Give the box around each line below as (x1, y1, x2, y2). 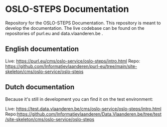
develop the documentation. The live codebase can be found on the (5, 25, 145, 31)
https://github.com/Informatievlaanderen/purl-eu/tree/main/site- (5, 63, 138, 69)
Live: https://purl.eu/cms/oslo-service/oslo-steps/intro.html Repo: (5, 58, 141, 64)
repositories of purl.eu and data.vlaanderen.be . (5, 30, 103, 36)
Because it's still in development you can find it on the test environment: (5, 96, 154, 102)
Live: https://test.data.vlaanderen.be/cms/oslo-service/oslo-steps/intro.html (5, 106, 162, 112)
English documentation (5, 45, 79, 53)
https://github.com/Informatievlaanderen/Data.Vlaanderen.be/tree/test (16, 111, 162, 117)
